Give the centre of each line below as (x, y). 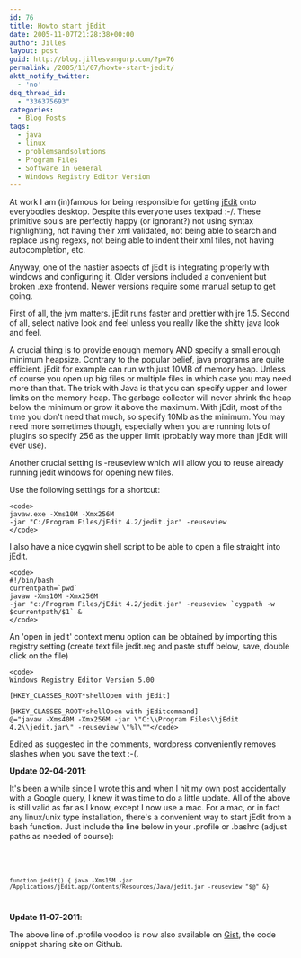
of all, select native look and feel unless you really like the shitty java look (145, 323)
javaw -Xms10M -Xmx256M (54, 596)
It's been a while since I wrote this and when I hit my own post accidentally (148, 789)
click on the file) (39, 656)
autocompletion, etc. (48, 250)
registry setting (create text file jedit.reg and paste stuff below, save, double (150, 646)
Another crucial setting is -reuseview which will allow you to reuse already (147, 463)
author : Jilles (38, 43)
